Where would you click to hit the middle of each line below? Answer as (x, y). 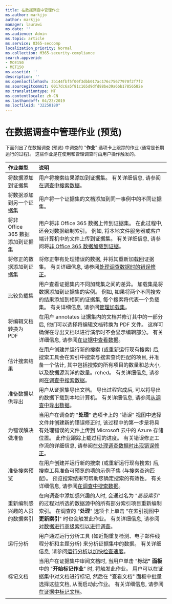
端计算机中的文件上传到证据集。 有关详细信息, (94, 239)
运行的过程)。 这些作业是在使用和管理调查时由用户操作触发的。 (72, 154)
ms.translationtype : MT (31, 91)
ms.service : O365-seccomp (33, 44)
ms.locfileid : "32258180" (33, 106)
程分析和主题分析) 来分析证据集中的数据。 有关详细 (100, 544)
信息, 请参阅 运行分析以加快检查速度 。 (84, 552)
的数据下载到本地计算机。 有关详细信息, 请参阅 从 (97, 398)
